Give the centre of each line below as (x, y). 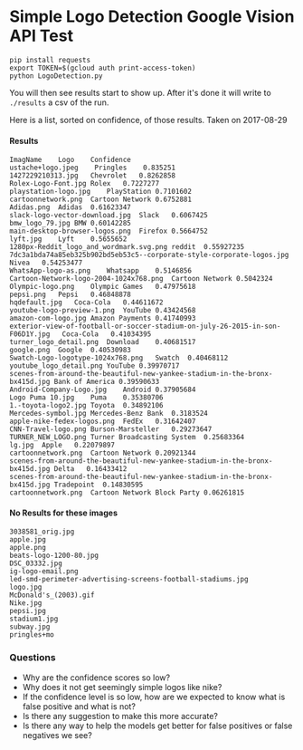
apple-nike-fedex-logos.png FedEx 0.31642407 (103, 422)
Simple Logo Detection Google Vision (152, 17)
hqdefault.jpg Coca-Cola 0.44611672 (87, 303)
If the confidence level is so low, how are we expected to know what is (154, 697)
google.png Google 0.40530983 (70, 351)
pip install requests (50, 60)
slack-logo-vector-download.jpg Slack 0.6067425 (109, 216)
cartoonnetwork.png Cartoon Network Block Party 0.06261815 (127, 493)
